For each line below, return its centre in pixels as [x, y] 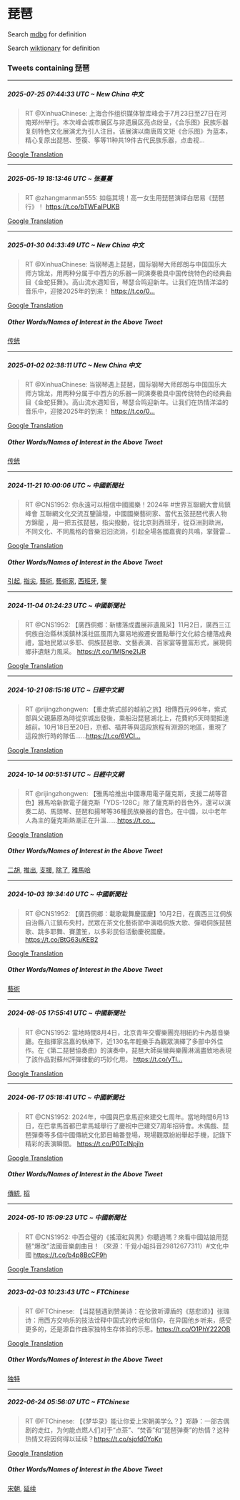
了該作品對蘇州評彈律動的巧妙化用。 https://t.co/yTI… [104, 1059]
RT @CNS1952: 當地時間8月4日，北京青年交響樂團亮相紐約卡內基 [121, 1032]
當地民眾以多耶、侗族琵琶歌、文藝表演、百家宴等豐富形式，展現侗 [135, 642]
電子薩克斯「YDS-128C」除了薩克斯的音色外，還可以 [147, 802]
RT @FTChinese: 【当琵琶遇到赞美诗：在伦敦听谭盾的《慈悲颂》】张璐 [127, 1311]
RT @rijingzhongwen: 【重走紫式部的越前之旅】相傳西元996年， [119, 709]
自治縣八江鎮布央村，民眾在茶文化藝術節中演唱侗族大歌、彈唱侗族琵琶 [128, 923]
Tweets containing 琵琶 [49, 68]
